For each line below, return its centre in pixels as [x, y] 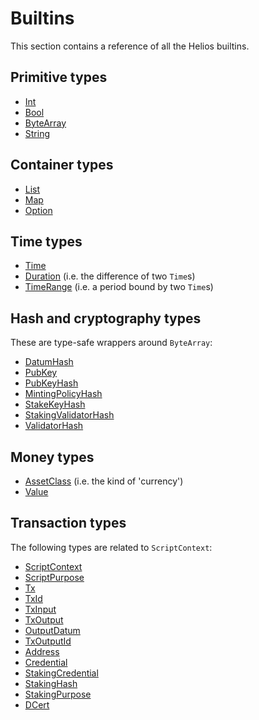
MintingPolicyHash [63, 394]
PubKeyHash [51, 383]
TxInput [40, 609]
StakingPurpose [58, 694]
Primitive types [59, 77]
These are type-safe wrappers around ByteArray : [111, 343]
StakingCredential [61, 673]
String [37, 133]
